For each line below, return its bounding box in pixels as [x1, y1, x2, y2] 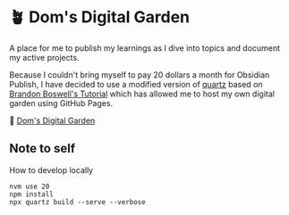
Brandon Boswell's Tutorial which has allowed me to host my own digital [9, 88, 276, 99]
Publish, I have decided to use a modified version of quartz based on [9, 79, 263, 89]
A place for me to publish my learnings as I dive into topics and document [9, 42, 280, 54]
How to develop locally [9, 164, 94, 175]
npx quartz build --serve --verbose [9, 197, 146, 206]
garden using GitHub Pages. [9, 97, 114, 108]
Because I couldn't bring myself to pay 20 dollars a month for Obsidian [9, 69, 270, 80]
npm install [9, 189, 54, 199]
